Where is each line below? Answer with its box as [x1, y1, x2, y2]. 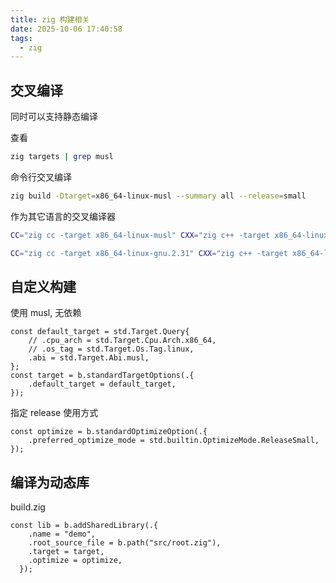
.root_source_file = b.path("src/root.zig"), [28, 538, 222, 548]
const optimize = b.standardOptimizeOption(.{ [10, 427, 208, 437]
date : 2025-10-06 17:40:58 [10, 24, 123, 34]
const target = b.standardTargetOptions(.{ [10, 371, 195, 381]
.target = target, [28, 547, 105, 557]
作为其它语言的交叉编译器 [10, 210, 116, 222]
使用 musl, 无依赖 [10, 307, 82, 319]
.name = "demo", [28, 529, 97, 540]
